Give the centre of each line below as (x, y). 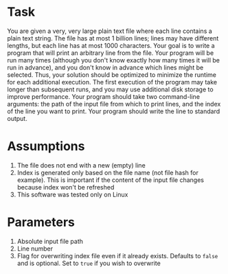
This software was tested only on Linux (72, 194)
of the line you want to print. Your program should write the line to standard (114, 111)
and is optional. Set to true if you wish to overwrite (89, 263)
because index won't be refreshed (66, 187)
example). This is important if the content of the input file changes (111, 180)
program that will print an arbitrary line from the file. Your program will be (111, 53)
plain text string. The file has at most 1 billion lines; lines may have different (113, 38)
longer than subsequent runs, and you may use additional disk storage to (111, 89)
